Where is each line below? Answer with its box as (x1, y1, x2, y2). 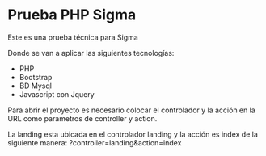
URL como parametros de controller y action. (7, 113, 158, 123)
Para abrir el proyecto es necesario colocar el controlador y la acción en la (7, 105, 255, 115)
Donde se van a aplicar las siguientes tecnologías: (7, 48, 175, 57)
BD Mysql (19, 81, 52, 91)
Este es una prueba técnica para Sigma (7, 32, 138, 42)
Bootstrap (19, 72, 53, 82)
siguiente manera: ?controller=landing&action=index (7, 137, 182, 147)
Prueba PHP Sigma (7, 6, 137, 24)
